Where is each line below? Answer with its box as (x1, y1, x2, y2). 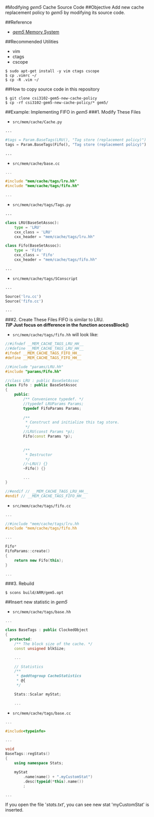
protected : (9, 637, 32, 642)
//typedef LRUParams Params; (23, 401, 84, 406)
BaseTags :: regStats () (5, 751, 50, 756)
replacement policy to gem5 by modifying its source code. (5, 10, 125, 16)
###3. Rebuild (5, 580, 34, 587)
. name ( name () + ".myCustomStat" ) (23, 774, 93, 779)
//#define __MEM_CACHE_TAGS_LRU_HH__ (5, 346, 84, 351)
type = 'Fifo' (14, 248, 43, 253)
